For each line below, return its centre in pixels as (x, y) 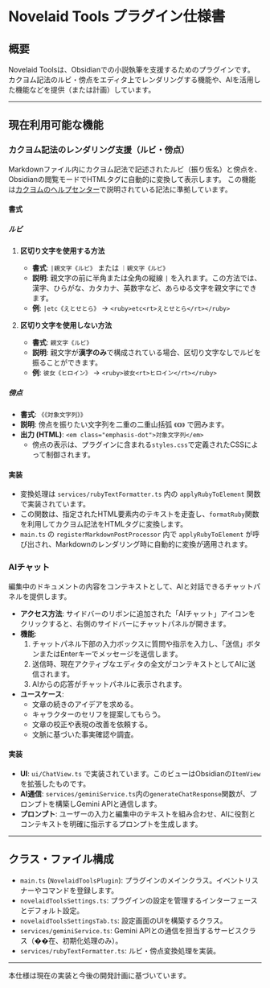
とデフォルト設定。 (52, 910)
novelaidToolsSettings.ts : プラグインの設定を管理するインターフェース (139, 900)
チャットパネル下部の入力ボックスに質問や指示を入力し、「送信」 (139, 643)
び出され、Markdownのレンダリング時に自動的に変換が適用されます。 (136, 544)
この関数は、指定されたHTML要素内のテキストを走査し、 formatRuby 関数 (139, 514)
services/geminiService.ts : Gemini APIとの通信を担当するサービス (131, 930)
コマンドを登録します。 (80, 890)
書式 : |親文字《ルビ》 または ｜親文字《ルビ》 (100, 268)
